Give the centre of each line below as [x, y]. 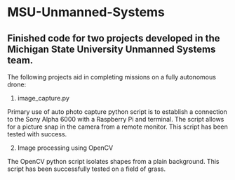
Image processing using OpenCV [65, 148]
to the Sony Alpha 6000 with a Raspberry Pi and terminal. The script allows [116, 119]
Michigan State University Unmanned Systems [112, 49]
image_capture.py [43, 98]
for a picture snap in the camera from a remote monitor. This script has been [117, 127]
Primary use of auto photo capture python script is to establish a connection [117, 112]
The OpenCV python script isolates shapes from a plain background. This [113, 161]
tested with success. [37, 134]
